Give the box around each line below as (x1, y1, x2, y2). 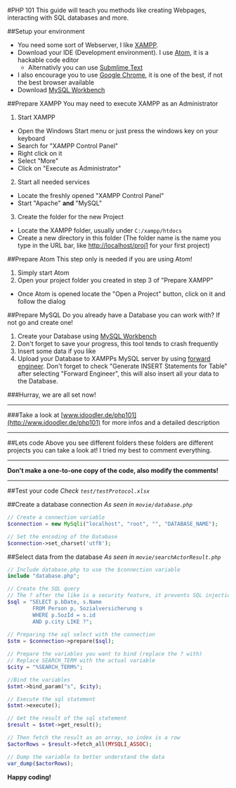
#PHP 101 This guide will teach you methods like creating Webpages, (7, 6, 207, 14)
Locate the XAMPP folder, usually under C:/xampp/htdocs (17, 226, 183, 235)
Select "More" (17, 156, 59, 165)
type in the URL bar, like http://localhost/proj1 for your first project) (17, 241, 211, 250)
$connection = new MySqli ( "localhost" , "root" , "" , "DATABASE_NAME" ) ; (7, 520, 218, 527)
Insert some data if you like (17, 347, 96, 355)
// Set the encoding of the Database (7, 533, 118, 540)
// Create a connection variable (7, 514, 105, 521)
